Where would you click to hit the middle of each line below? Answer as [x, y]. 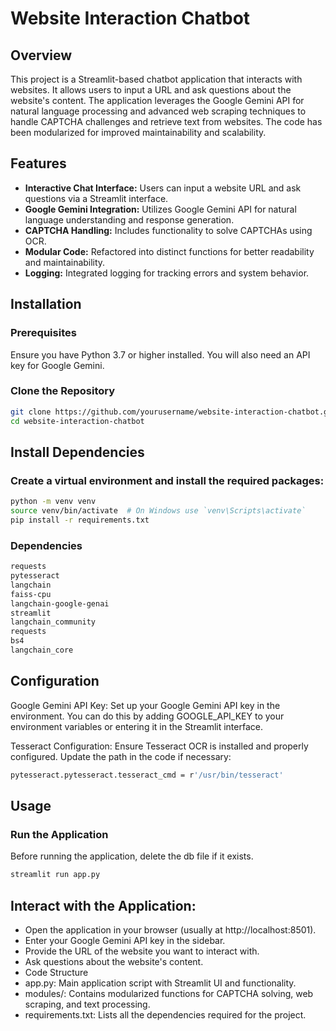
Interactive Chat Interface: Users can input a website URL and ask [163, 188]
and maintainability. [65, 262]
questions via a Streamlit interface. [96, 198]
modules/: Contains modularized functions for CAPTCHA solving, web [169, 993]
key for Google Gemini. [57, 365]
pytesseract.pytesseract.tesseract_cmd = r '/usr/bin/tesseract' [147, 775]
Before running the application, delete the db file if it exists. [132, 856]
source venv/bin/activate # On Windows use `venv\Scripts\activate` [158, 511]
